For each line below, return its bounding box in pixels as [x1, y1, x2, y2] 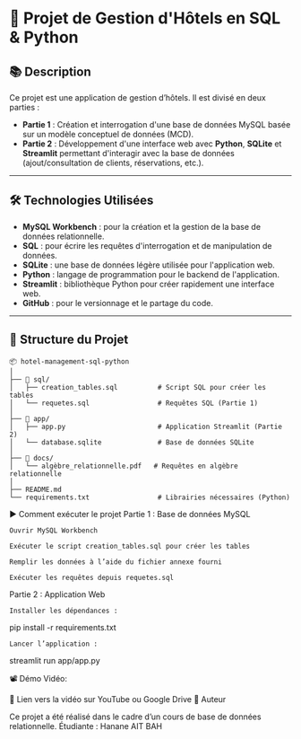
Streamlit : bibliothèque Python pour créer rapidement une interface [21, 278, 275, 289]
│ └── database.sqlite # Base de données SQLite [9, 437, 254, 447]
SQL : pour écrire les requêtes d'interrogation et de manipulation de [21, 240, 272, 251]
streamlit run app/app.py [9, 655, 100, 665]
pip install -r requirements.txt [9, 621, 116, 632]
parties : [9, 102, 40, 112]
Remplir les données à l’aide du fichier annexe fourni [9, 557, 222, 567]
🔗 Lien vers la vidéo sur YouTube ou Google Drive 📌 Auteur [9, 693, 227, 704]
